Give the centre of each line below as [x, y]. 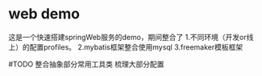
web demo [44, 14]
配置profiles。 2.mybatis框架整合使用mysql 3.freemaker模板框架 [136, 47]
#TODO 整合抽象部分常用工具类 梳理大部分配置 [86, 64]
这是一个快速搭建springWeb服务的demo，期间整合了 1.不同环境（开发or [128, 37]
